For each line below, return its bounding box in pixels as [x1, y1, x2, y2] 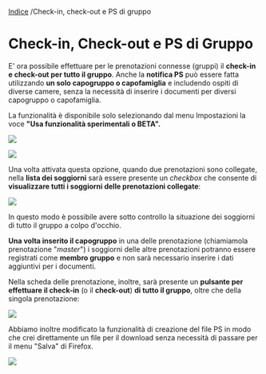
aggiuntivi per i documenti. [8, 261, 97, 271]
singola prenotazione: [8, 293, 80, 303]
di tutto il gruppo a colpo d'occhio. [8, 220, 121, 230]
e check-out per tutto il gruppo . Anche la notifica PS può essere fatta [8, 70, 240, 79]
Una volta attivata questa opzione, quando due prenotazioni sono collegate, [8, 164, 258, 174]
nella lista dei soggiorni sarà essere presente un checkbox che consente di [8, 173, 257, 182]
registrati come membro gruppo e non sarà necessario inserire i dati [8, 253, 234, 262]
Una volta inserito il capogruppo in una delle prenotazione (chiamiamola [8, 236, 248, 245]
